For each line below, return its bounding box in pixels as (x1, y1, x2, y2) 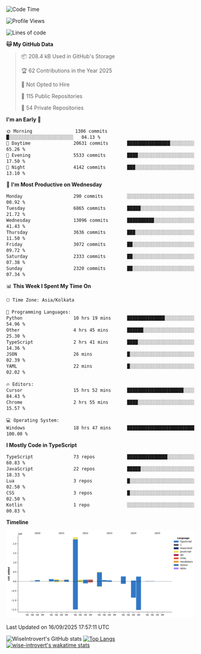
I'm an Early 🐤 (6, 116, 41, 123)
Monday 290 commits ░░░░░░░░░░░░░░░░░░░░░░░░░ (6, 193, 195, 199)
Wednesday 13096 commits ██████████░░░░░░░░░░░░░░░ (6, 217, 195, 223)
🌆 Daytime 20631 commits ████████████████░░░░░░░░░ (6, 140, 195, 146)
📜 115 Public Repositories (20, 93, 83, 99)
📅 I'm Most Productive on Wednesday (6, 181, 102, 188)
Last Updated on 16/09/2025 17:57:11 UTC (6, 623, 110, 631)
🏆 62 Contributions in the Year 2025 (20, 67, 113, 74)
